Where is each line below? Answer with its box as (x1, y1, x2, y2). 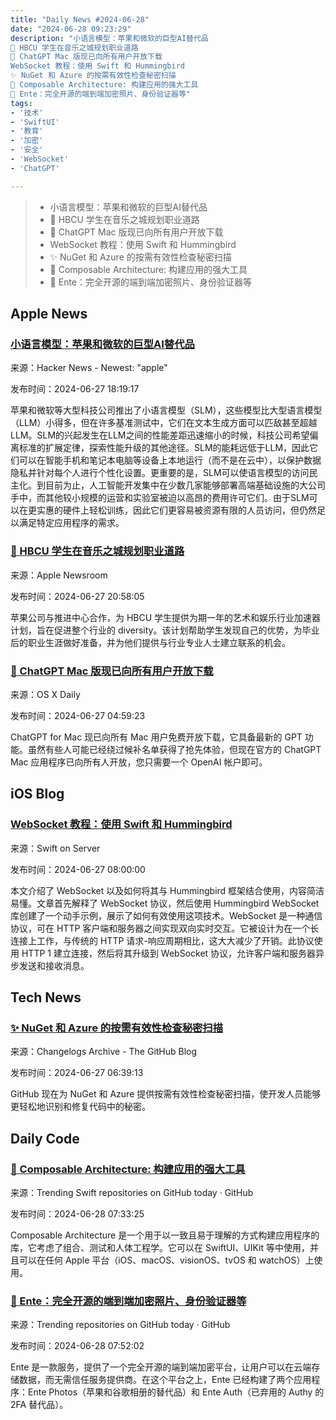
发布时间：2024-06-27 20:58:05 (10, 590, 145, 602)
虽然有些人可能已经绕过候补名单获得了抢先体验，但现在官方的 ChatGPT (27, 743, 322, 755)
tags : (10, 98, 33, 108)
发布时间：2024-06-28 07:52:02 (10, 1340, 145, 1352)
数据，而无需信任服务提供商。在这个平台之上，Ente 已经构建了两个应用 (18, 1374, 312, 1386)
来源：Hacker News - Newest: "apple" (10, 362, 168, 374)
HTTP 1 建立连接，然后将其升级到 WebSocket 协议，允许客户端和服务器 (21, 947, 317, 959)
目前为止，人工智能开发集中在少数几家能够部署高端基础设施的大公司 (44, 479, 326, 491)
